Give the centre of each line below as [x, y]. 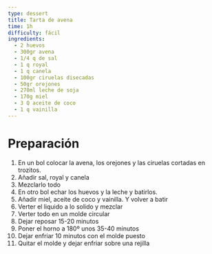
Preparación [44, 144]
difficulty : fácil [34, 33]
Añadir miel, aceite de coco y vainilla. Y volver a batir [93, 199]
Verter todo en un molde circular [64, 213]
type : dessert [28, 13]
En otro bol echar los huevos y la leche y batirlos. [87, 192]
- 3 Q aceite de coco [45, 103]
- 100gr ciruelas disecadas [54, 77]
